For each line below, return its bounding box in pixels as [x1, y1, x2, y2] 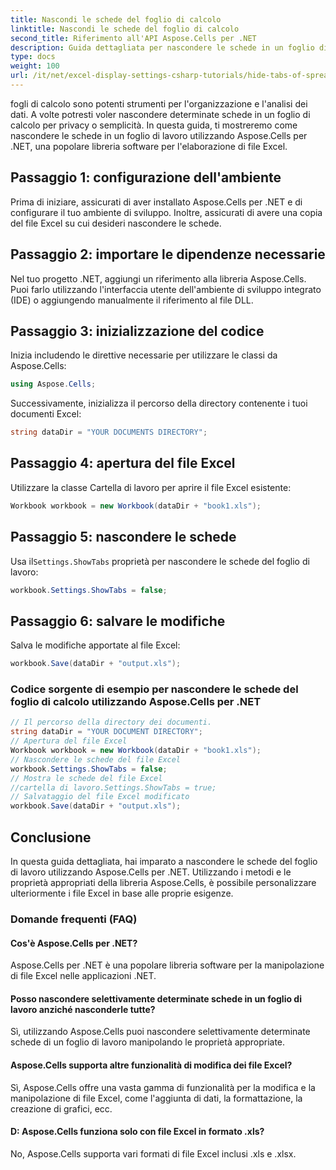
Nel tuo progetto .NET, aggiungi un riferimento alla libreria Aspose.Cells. [10, 272, 307, 285]
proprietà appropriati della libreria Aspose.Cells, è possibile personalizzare [10, 876, 317, 888]
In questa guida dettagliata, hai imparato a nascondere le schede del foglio [10, 855, 318, 867]
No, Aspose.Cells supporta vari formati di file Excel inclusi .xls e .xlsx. [10, 1147, 297, 1160]
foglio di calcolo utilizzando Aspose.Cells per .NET [10, 695, 262, 709]
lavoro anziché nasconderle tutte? [10, 1003, 156, 1015]
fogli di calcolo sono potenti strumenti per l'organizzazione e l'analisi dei [10, 97, 308, 110]
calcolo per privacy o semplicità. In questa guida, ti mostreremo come [10, 119, 298, 131]
